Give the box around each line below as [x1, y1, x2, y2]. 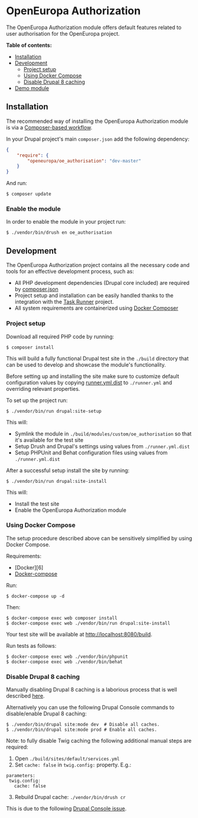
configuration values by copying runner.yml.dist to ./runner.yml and [6, 378, 173, 386]
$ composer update [6, 191, 51, 197]
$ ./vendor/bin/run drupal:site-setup [6, 408, 102, 414]
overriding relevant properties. [6, 385, 80, 392]
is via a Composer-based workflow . [6, 123, 93, 131]
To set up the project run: [6, 396, 68, 404]
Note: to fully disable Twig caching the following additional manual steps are [6, 737, 192, 744]
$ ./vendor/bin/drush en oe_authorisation [6, 230, 112, 235]
